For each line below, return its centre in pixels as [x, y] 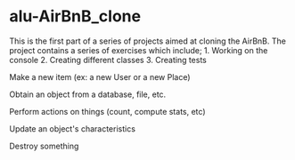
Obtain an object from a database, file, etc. [88, 94]
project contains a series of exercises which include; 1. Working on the [139, 50]
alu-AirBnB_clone [75, 16]
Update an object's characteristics [73, 128]
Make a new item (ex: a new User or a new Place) [100, 76]
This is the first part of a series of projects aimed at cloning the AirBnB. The [148, 41]
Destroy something [44, 146]
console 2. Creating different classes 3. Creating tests [108, 60]
